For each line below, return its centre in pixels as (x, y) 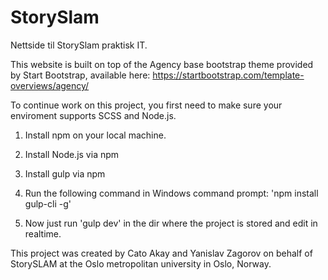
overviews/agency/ (50, 85)
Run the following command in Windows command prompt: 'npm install (171, 193)
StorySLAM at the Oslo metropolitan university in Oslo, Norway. (141, 263)
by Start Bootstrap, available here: (80, 75)
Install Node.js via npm (72, 154)
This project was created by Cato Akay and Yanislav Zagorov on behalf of (161, 253)
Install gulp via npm (65, 173)
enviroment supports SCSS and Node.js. (93, 115)
